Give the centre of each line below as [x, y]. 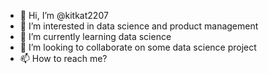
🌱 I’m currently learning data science [95, 36]
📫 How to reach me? [63, 58]
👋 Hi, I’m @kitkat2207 [64, 15]
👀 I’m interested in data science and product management [139, 26]
